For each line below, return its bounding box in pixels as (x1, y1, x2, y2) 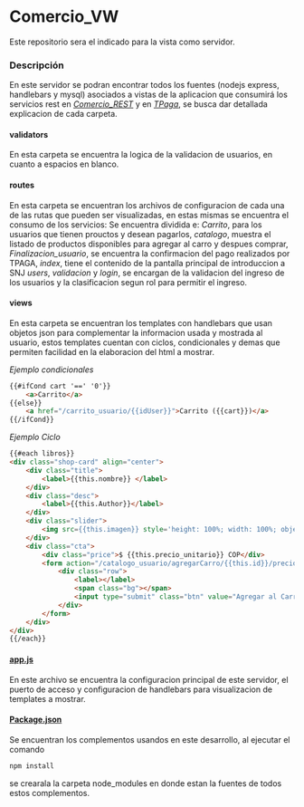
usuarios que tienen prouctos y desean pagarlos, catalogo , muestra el (9, 228, 271, 239)
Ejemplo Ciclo (9, 432, 61, 443)
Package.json (9, 714, 62, 725)
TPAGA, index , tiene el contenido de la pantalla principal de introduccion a (9, 257, 286, 268)
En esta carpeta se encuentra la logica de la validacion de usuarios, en (9, 149, 273, 160)
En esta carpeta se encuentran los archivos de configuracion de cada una (9, 199, 285, 210)
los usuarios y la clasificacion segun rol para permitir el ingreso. (9, 276, 247, 287)
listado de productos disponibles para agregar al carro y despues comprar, (9, 238, 289, 249)
